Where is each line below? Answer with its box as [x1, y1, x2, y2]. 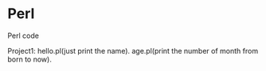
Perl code [7, 31, 39, 40]
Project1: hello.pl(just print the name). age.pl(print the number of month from [7, 46, 259, 55]
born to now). [7, 54, 53, 64]
